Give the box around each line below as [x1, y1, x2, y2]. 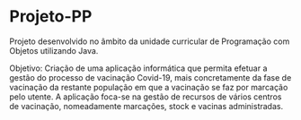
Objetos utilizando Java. [9, 45, 99, 56]
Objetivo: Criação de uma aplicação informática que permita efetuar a [9, 63, 268, 73]
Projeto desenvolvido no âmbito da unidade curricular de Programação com [9, 36, 290, 47]
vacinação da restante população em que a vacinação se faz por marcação [9, 81, 288, 92]
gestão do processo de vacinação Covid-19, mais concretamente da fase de [9, 72, 292, 82]
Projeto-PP [9, 6, 93, 27]
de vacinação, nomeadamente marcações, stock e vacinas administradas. [9, 100, 284, 111]
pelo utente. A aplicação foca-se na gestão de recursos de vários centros [9, 91, 282, 102]
